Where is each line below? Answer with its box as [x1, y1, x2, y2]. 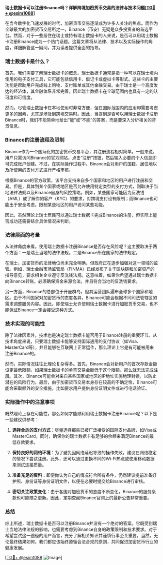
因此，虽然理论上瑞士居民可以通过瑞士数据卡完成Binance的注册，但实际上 [5, 212, 153, 218]
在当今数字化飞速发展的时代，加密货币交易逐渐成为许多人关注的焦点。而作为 [5, 20, 158, 26]
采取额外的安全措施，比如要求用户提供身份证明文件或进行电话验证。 [13, 385, 149, 391]
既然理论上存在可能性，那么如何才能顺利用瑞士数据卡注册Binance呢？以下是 [5, 411, 158, 417]
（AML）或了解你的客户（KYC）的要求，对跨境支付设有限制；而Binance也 [5, 195, 154, 202]
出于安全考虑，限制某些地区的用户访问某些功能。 [9, 202, 107, 207]
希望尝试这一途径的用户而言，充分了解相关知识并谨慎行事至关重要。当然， [5, 532, 154, 538]
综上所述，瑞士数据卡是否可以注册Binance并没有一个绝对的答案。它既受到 [5, 520, 153, 526]
